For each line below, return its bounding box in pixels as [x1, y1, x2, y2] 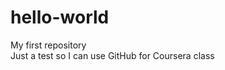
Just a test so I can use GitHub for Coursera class [10, 49, 215, 61]
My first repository [10, 39, 87, 51]
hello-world [10, 6, 110, 29]
